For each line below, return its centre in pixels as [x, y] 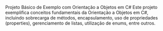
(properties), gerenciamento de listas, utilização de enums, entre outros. [80, 23]
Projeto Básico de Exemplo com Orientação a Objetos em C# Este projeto [82, 7]
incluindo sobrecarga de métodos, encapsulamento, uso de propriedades [82, 18]
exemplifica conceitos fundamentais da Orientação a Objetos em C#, [77, 12]
